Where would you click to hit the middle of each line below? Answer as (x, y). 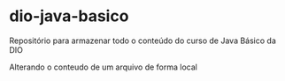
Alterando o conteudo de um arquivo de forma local (103, 67)
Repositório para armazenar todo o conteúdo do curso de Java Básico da (143, 40)
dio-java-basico (69, 16)
